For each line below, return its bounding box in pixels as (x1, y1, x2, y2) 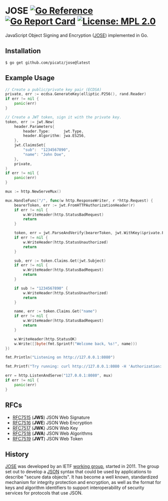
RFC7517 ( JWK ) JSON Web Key (12, 425, 78, 431)
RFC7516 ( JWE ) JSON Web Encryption (12, 419, 92, 426)
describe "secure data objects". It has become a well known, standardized (5, 474, 158, 480)
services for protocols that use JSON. (5, 490, 83, 496)
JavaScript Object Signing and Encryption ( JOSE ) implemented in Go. (5, 32, 148, 38)
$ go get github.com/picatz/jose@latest (5, 60, 91, 65)
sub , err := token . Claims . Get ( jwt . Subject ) (14, 258, 106, 263)
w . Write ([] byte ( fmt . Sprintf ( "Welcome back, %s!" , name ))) (14, 341, 137, 346)
